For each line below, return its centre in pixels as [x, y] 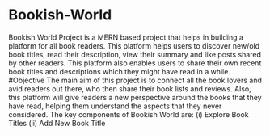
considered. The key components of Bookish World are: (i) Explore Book [129, 114]
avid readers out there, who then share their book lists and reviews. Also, [130, 89]
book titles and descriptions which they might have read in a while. [119, 71]
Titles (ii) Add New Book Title [57, 123]
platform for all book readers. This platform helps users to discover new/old [134, 45]
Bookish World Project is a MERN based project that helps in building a [126, 37]
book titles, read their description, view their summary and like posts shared [135, 54]
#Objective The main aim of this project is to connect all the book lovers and [135, 80]
